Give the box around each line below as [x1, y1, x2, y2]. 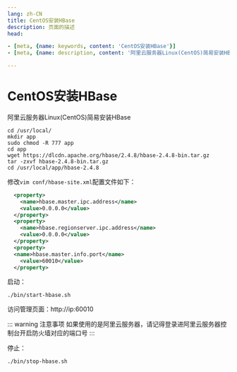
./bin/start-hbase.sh [7, 291, 71, 299]
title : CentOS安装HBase [7, 17, 75, 24]
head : [7, 30, 23, 37]
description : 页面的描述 [7, 23, 75, 30]
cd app [7, 146, 27, 153]
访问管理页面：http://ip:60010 [7, 305, 94, 313]
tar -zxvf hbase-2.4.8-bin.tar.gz [7, 158, 109, 165]
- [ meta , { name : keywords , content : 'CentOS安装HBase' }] [7, 43, 176, 50]
